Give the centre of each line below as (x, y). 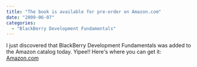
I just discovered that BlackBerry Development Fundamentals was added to (98, 45)
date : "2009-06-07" (30, 17)
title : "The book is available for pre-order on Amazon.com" (84, 12)
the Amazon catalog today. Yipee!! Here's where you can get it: (84, 52)
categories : (21, 23)
